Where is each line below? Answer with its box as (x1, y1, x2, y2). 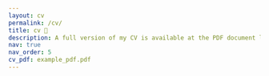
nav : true (8, 41, 42, 49)
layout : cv (8, 11, 45, 20)
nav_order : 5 (8, 48, 52, 56)
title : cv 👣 (8, 26, 48, 34)
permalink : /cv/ (8, 19, 62, 27)
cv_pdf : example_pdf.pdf (8, 56, 91, 64)
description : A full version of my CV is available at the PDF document (8, 33, 256, 42)
